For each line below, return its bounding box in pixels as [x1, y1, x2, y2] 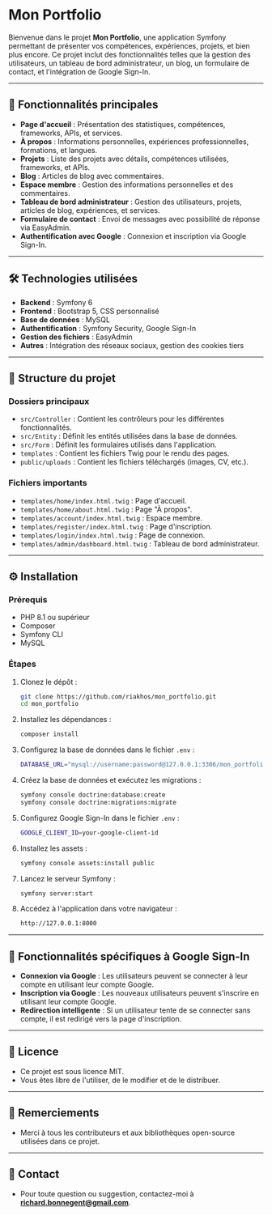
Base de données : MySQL [19, 314, 111, 325]
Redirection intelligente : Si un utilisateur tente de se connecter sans [19, 1005, 251, 1015]
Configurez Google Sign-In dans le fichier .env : [19, 813, 180, 822]
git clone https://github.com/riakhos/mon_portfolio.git [19, 692, 217, 701]
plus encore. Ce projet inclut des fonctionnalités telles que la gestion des [8, 49, 251, 59]
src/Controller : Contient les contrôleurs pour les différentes [19, 414, 225, 424]
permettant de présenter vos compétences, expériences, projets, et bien [8, 40, 251, 50]
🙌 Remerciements [8, 1107, 100, 1120]
